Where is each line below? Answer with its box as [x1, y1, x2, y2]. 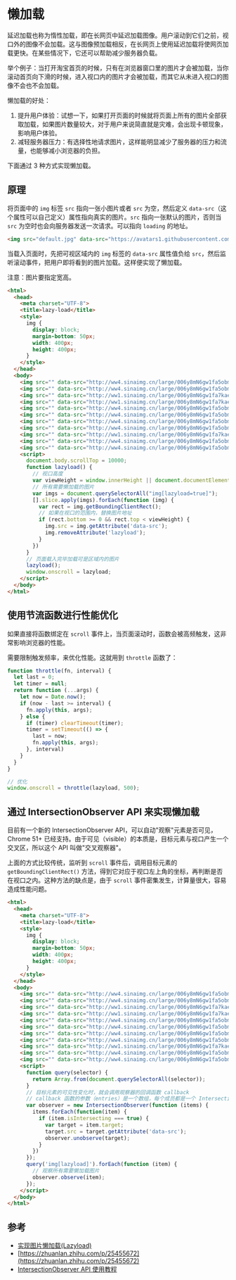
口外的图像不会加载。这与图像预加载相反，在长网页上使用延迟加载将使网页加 [7, 39, 229, 48]
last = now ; [32, 733, 68, 740]
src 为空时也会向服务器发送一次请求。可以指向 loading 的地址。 [7, 221, 192, 230]
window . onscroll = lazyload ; [25, 568, 112, 576]
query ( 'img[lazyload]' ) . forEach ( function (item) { [25, 1161, 178, 1168]
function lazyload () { [25, 464, 93, 471]
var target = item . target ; [44, 1121, 124, 1129]
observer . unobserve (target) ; [44, 1134, 131, 1141]
